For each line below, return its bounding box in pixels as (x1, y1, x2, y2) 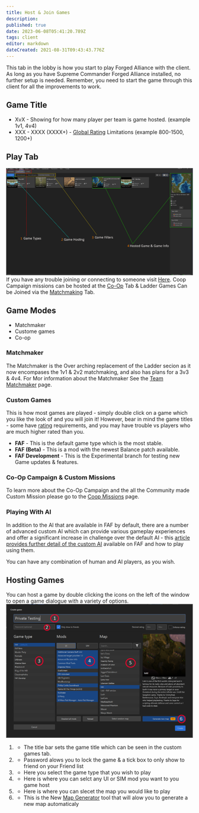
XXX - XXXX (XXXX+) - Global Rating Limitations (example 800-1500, (14, 128, 185, 136)
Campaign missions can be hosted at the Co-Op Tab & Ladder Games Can (6, 282, 188, 289)
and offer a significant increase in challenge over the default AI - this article (6, 534, 191, 541)
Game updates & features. (14, 459, 79, 466)
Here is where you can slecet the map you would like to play (23, 788, 171, 795)
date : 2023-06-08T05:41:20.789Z (6, 28, 86, 34)
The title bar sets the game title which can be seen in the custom (23, 744, 182, 751)
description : (6, 15, 38, 22)
